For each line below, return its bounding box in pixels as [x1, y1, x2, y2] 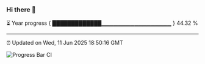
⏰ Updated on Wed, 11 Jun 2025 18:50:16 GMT [6, 39, 123, 46]
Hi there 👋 [6, 5, 37, 14]
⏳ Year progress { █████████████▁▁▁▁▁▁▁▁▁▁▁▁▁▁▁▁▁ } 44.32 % [6, 19, 198, 27]
